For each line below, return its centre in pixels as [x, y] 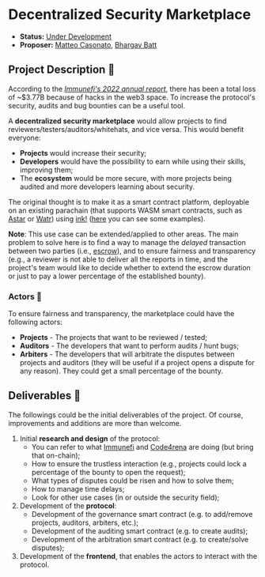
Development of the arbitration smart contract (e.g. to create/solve [140, 539]
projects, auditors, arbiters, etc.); [85, 522]
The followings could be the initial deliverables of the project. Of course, [126, 415]
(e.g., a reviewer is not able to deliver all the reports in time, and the [118, 259]
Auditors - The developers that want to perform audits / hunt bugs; [129, 346]
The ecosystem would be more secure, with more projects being [125, 178]
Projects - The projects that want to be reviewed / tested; [114, 338]
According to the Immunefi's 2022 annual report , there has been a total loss [132, 89]
